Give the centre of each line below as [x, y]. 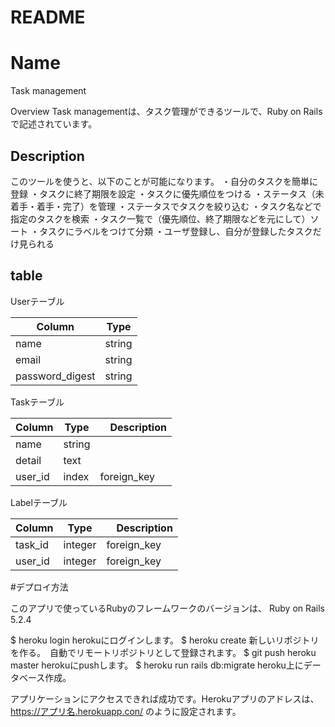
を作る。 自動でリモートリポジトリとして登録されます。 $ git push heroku [163, 652]
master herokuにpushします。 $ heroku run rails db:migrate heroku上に [157, 665]
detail [28, 460]
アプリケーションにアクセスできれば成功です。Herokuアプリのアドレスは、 [165, 698]
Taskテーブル [37, 402]
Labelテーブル [39, 502]
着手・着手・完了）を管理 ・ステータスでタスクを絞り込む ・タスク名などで [166, 206]
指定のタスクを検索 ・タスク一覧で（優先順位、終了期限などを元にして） [160, 218]
